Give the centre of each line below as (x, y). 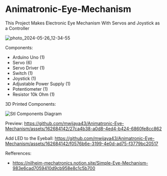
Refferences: (18, 153)
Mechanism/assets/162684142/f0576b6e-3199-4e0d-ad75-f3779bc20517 (82, 144)
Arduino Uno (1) (28, 57)
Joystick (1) (24, 78)
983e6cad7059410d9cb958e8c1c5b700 (54, 168)
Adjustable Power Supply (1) (41, 84)
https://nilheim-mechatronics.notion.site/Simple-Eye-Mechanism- (80, 163)
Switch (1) (23, 73)
